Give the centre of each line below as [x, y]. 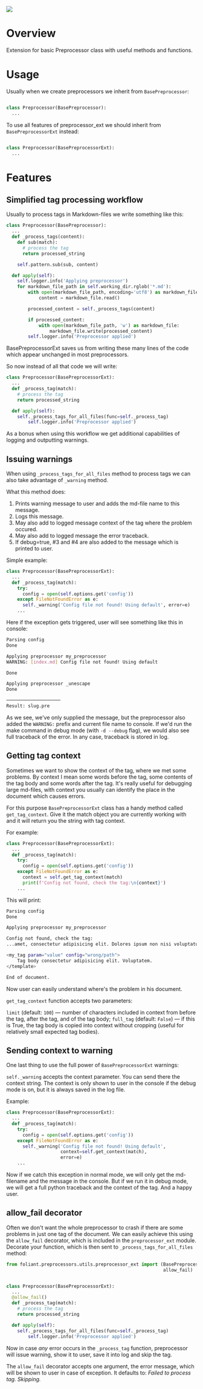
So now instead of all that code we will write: [62, 367]
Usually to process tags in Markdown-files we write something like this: [95, 214]
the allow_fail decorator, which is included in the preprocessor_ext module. [101, 1240]
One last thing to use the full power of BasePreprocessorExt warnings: [93, 1065]
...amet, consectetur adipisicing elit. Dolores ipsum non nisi [89, 944]
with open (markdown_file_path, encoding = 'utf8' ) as [95, 293]
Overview [31, 34]
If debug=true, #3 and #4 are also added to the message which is [97, 542]
